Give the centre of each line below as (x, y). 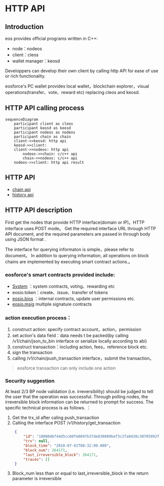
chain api (21, 189)
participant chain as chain (42, 137)
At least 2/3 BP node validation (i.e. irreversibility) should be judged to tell (79, 392)
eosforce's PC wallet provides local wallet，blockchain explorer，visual (77, 86)
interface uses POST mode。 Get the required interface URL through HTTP (81, 229)
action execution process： (38, 318)
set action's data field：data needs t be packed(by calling (70, 335)
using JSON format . (26, 240)
